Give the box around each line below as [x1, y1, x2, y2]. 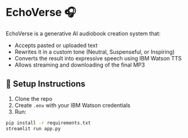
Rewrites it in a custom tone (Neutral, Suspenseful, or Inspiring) [14, 48, 175, 56]
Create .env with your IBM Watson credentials [14, 101, 131, 109]
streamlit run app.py [6, 125, 61, 132]
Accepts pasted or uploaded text [14, 42, 98, 49]
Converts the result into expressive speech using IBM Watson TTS [14, 54, 182, 62]
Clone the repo [14, 95, 53, 102]
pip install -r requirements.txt [6, 120, 91, 126]
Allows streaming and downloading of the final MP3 [14, 61, 145, 68]
